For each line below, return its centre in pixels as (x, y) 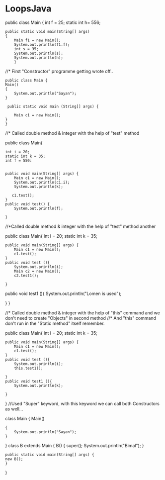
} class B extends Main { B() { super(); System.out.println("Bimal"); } (75, 445)
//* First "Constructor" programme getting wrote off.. (59, 71)
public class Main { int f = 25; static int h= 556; (53, 22)
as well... (14, 409)
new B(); (14, 459)
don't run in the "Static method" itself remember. (55, 323)
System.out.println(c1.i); (42, 182)
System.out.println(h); (39, 58)
